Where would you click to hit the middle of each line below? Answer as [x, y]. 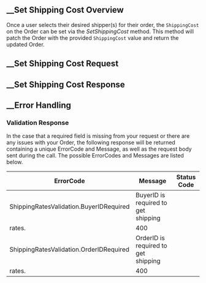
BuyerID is [151, 195]
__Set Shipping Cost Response [66, 84]
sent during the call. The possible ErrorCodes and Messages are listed [95, 156]
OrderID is [151, 238]
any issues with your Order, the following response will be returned [91, 143]
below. [15, 162]
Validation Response [38, 123]
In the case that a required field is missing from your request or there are [98, 136]
